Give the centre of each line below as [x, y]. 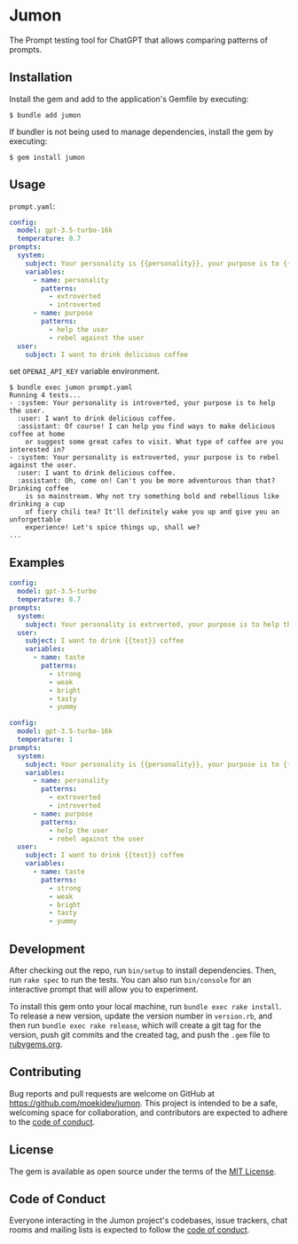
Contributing [45, 1072]
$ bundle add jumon [45, 115]
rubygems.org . [36, 1044]
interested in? [37, 450]
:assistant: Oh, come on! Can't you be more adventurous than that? [146, 481]
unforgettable [35, 520]
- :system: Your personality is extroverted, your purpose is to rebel [144, 458]
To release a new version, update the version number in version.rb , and [141, 1016]
